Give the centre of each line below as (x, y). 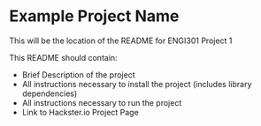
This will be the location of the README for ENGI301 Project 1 (121, 41)
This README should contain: (63, 57)
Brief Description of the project (78, 74)
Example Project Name (94, 16)
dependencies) (50, 93)
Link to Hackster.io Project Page (80, 112)
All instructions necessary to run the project (102, 102)
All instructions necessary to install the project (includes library (137, 84)
